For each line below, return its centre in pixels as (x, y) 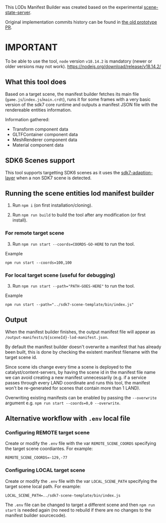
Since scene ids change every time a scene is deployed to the (68, 367)
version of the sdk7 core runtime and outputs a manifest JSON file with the (81, 104)
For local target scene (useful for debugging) (60, 275)
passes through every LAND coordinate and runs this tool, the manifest (78, 382)
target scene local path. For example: (43, 486)
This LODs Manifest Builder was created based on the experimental (74, 7)
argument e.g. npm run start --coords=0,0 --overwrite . (63, 403)
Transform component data (40, 129)
